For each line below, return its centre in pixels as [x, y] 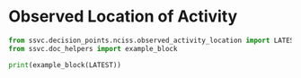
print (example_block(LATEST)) [65, 65]
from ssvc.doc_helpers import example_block [93, 48]
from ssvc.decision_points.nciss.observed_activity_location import [139, 40]
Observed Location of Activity [123, 17]
